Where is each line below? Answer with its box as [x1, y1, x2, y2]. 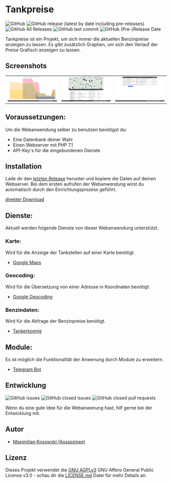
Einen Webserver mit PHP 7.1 [12, 142, 73, 148]
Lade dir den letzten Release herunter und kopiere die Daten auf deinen [5, 176, 156, 182]
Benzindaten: [5, 306, 39, 313]
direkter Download [5, 196, 45, 203]
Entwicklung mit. [5, 410, 40, 416]
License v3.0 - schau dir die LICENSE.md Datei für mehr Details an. [5, 472, 147, 478]
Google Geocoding [12, 293, 53, 300]
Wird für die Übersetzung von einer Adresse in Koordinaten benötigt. [5, 283, 150, 290]
